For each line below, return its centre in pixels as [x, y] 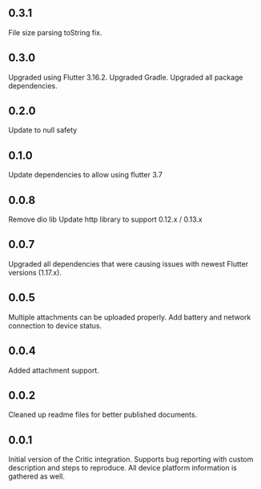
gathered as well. [37, 476]
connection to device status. [55, 325]
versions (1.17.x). [35, 272]
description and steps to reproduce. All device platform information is [123, 468]
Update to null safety [43, 130]
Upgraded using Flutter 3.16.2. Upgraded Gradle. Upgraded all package [126, 77]
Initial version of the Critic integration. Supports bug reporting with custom [131, 459]
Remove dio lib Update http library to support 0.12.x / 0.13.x [105, 219]
